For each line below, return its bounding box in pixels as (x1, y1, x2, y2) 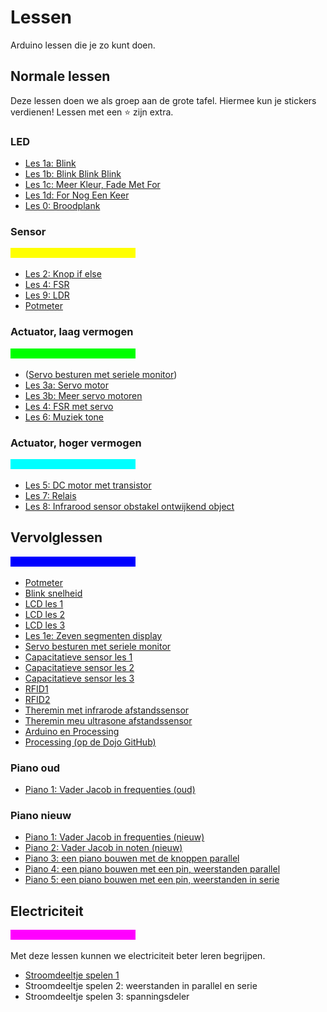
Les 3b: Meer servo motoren (24, 389, 143, 401)
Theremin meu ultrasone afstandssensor (24, 714, 193, 726)
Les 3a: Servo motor (24, 379, 110, 391)
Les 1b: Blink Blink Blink (24, 168, 122, 180)
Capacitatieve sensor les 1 (24, 651, 133, 663)
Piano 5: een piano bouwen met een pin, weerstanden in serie (24, 874, 280, 886)
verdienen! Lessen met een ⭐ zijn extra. (10, 106, 174, 118)
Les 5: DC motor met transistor (24, 479, 152, 491)
